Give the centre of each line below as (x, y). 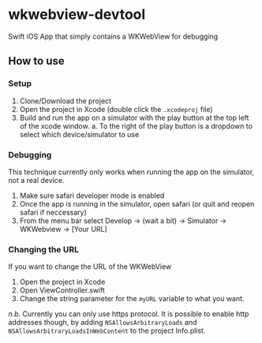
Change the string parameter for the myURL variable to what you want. (132, 299)
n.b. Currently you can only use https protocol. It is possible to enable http (129, 314)
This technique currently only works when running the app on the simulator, (131, 172)
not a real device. (36, 180)
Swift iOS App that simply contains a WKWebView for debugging (113, 36)
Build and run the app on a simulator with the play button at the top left (134, 117)
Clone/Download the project (65, 101)
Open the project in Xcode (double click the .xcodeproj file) (116, 109)
